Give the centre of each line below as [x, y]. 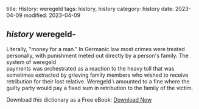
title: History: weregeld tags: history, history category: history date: [90, 9]
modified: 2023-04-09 [52, 15]
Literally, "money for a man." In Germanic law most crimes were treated [96, 49]
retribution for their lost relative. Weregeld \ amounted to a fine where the [98, 81]
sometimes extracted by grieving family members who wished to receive [97, 75]
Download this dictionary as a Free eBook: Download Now [79, 99]
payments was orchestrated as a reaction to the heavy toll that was [90, 68]
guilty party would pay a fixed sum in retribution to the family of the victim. [100, 88]
